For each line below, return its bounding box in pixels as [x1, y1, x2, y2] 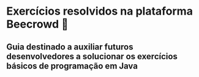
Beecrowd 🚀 [6, 17, 69, 31]
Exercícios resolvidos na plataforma [6, 4, 193, 18]
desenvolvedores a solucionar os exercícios [6, 51, 178, 62]
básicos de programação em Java [6, 61, 138, 71]
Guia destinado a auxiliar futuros [6, 42, 133, 52]
